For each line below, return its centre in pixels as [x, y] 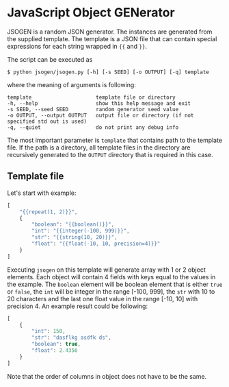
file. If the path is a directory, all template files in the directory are [99, 147]
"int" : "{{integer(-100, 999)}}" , [81, 231]
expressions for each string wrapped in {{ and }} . [77, 46]
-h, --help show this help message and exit [99, 103]
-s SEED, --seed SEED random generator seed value [93, 109]
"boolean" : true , [56, 344]
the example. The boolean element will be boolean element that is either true [115, 284]
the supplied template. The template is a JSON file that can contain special [112, 38]
